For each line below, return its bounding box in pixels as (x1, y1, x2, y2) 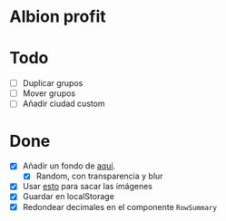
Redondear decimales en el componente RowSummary (22, 201, 218, 212)
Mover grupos (22, 88, 76, 99)
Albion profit (9, 6, 106, 27)
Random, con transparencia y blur (35, 170, 163, 182)
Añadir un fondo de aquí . (22, 160, 116, 171)
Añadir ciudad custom (22, 98, 106, 110)
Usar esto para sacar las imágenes (22, 181, 152, 192)
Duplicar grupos (22, 78, 84, 89)
